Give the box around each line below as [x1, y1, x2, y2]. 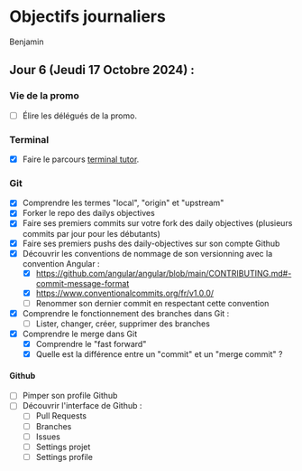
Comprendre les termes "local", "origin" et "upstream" [22, 197, 224, 209]
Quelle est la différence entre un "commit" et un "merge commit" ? [35, 349, 283, 360]
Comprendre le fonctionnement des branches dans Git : [22, 307, 230, 318]
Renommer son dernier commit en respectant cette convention [35, 297, 270, 308]
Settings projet [35, 441, 91, 452]
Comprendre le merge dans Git [22, 328, 138, 339]
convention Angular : [22, 258, 101, 268]
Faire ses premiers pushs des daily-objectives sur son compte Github [22, 238, 280, 249]
